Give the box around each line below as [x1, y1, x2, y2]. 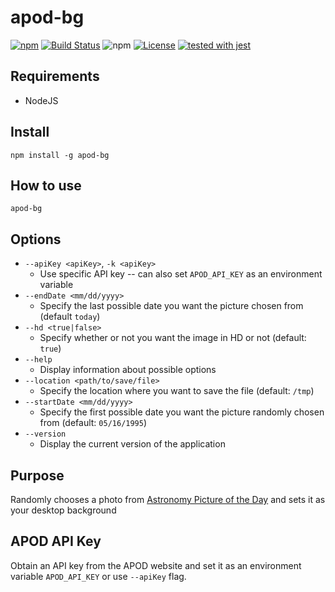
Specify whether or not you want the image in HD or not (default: [39, 332, 307, 344]
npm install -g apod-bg [10, 150, 110, 160]
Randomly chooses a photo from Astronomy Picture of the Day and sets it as [10, 494, 326, 505]
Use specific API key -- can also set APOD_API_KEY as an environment [39, 268, 323, 280]
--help [24, 355, 53, 365]
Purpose [10, 467, 65, 484]
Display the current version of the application [39, 438, 226, 450]
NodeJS [24, 94, 59, 106]
